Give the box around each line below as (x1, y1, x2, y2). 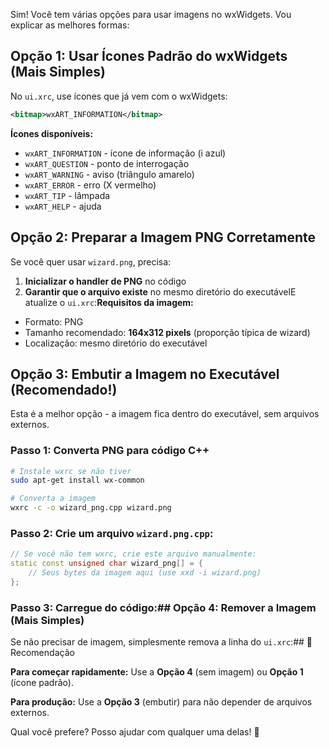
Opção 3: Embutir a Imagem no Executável (10, 365, 280, 383)
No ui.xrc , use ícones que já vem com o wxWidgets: (10, 90, 228, 102)
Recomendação (10, 647, 75, 659)
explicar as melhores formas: (10, 19, 130, 31)
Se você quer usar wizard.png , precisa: (10, 255, 172, 268)
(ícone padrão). (10, 677, 74, 689)
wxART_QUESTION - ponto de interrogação (24, 157, 190, 169)
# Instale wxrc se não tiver (10, 466, 132, 476)
